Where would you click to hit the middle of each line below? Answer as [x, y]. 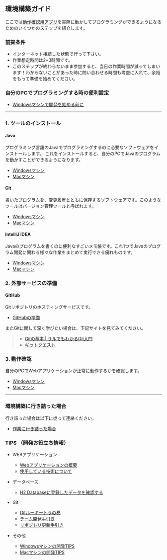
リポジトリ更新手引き [42, 525]
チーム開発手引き [37, 519]
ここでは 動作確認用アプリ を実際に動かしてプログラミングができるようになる [83, 22]
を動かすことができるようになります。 [44, 160]
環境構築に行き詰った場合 [36, 406]
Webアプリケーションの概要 [48, 465]
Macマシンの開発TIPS [42, 552]
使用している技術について [46, 471]
